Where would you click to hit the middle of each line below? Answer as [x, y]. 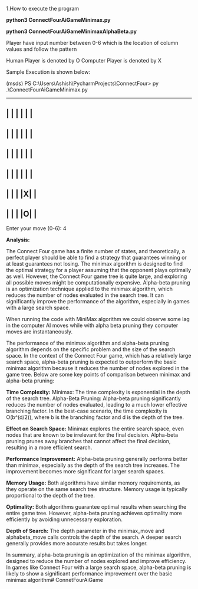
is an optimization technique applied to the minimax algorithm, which [89, 289]
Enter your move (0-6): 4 [36, 228]
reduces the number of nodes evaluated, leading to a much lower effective [97, 404]
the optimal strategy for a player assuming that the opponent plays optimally [99, 270]
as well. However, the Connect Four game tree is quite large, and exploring [97, 276]
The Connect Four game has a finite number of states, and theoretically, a [95, 251]
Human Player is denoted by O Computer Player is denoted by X [84, 60]
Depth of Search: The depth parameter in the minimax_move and [85, 531]
